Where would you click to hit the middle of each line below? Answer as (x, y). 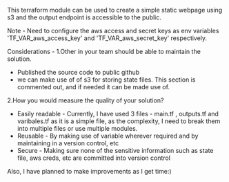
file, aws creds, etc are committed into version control (94, 158)
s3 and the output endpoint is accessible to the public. (84, 17)
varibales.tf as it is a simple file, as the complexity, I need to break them (119, 121)
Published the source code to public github (78, 72)
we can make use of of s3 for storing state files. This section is (106, 80)
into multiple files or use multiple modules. (77, 128)
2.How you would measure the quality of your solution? (86, 100)
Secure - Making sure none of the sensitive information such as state (115, 151)
